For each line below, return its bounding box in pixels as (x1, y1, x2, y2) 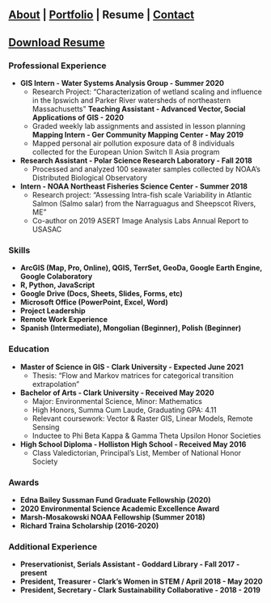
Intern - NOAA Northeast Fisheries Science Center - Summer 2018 (19, 181, 248, 191)
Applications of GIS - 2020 (32, 113, 124, 122)
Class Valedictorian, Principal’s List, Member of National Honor (32, 448, 241, 457)
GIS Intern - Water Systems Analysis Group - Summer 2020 (19, 79, 225, 88)
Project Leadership (19, 306, 87, 316)
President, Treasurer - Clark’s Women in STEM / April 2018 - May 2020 (19, 576, 263, 587)
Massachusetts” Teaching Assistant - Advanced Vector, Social (32, 104, 246, 114)
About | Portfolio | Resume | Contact (8, 8, 195, 22)
